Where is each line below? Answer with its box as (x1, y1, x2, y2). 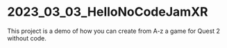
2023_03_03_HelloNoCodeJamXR (7, 4, 208, 20)
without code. (7, 34, 47, 42)
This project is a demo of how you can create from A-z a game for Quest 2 (7, 27, 221, 35)
